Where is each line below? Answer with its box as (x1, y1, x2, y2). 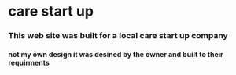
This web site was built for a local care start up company (8, 30, 228, 41)
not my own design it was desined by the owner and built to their (8, 49, 223, 59)
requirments (8, 58, 50, 67)
